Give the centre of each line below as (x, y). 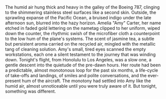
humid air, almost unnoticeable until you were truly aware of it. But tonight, (81, 86)
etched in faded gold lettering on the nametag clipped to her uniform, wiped (83, 28)
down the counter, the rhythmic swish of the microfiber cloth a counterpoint (83, 33)
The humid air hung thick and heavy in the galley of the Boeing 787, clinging (83, 7)
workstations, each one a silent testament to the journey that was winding (81, 54)
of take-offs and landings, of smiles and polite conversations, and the (76, 75)
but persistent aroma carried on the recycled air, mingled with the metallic (81, 44)
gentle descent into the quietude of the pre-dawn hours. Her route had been (83, 65)
